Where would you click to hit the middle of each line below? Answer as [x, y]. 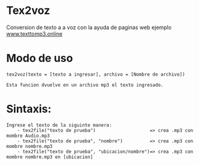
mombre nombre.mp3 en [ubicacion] [50, 157]
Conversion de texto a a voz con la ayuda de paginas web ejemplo [89, 27]
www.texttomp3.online [34, 33]
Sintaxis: [29, 109]
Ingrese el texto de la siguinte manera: [59, 125]
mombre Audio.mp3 [28, 136]
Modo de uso [40, 58]
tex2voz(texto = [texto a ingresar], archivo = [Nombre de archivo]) [96, 74]
